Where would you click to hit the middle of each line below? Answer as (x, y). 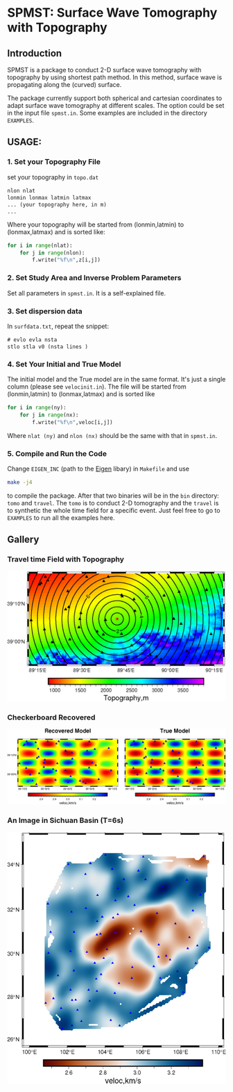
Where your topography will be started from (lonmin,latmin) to (96, 225)
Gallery (23, 540)
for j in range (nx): (49, 415)
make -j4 (20, 482)
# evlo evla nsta (32, 340)
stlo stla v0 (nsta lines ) (48, 347)
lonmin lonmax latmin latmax (49, 197)
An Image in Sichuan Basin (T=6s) (66, 820)
